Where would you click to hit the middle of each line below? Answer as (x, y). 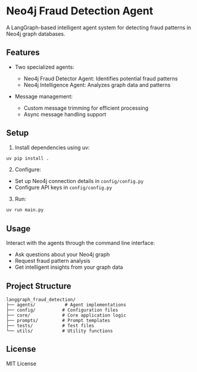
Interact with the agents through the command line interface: (81, 243)
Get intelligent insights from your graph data (69, 267)
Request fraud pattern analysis (52, 261)
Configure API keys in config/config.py (63, 187)
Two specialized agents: (44, 67)
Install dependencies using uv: (52, 147)
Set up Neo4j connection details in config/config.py (79, 181)
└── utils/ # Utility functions (60, 331)
